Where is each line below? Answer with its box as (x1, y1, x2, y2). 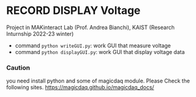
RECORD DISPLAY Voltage (6, 4, 141, 18)
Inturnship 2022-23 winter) (6, 30, 74, 37)
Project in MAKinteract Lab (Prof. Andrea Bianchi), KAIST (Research (6, 24, 175, 31)
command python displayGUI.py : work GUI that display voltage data (15, 48, 185, 55)
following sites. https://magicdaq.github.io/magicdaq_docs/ (6, 84, 154, 91)
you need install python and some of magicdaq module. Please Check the (6, 77, 191, 85)
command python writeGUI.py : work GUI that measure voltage (15, 42, 171, 49)
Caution (6, 63, 30, 72)
